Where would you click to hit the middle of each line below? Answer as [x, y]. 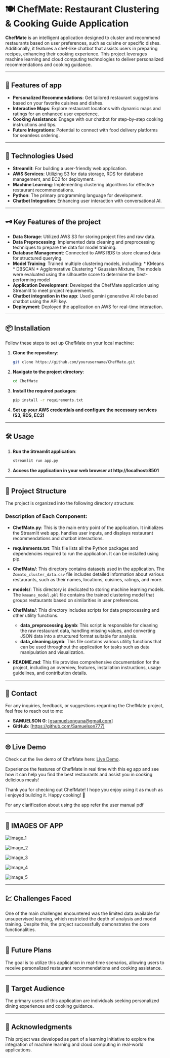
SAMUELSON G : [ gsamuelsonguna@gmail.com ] [63, 721]
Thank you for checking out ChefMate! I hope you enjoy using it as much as [84, 790]
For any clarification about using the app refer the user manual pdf [75, 805]
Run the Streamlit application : [45, 451]
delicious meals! [22, 780]
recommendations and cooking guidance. [49, 64]
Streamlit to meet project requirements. [53, 291]
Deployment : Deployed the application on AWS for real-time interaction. [88, 307]
